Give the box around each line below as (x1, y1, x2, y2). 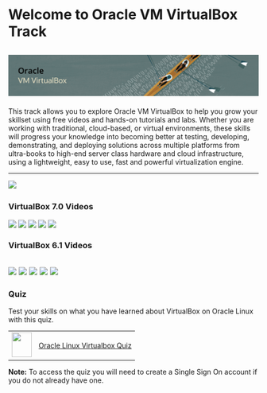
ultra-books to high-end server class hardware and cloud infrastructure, (8, 149, 245, 158)
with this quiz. (8, 315, 54, 325)
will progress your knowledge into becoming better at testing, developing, (8, 132, 250, 142)
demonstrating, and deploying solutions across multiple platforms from (8, 141, 240, 150)
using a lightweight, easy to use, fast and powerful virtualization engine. (8, 158, 244, 167)
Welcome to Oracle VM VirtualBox (8, 6, 238, 24)
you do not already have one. (8, 375, 104, 385)
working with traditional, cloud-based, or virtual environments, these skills (8, 123, 251, 133)
